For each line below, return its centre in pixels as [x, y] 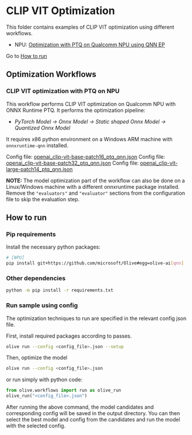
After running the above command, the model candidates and [80, 407]
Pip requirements [31, 234]
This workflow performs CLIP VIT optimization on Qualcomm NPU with [91, 104]
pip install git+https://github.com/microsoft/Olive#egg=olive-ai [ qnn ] [95, 263]
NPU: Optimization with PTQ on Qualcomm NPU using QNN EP [90, 45]
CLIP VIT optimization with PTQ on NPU [63, 91]
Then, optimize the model [37, 358]
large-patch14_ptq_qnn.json [39, 169]
